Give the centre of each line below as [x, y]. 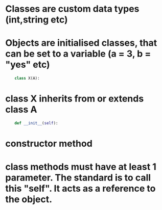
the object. [29, 200]
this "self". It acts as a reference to [80, 189]
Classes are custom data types [72, 9]
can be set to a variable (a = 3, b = [78, 54]
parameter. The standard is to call [78, 178]
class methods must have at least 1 [81, 167]
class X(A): [27, 78]
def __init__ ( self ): [36, 123]
